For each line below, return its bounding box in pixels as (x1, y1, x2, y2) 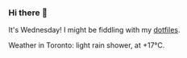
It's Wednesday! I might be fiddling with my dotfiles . (8, 25, 181, 35)
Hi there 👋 (8, 7, 48, 18)
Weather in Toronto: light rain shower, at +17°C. (8, 41, 165, 50)
